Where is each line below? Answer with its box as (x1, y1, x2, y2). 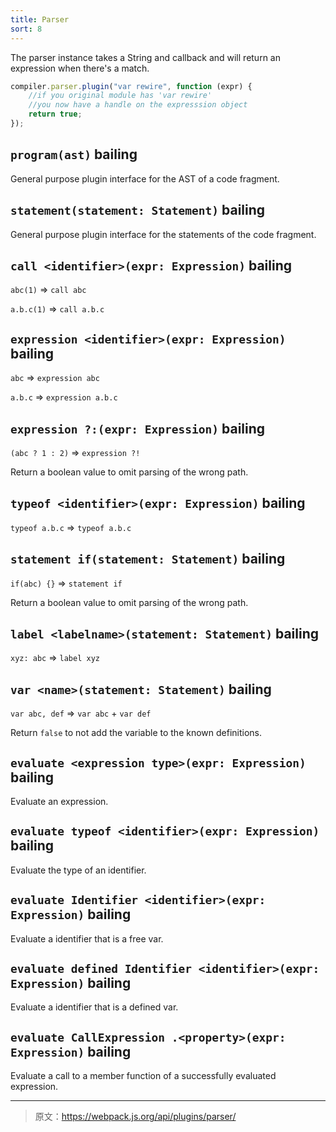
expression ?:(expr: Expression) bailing (10, 420, 266, 437)
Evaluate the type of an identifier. (10, 864, 147, 876)
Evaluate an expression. (10, 796, 109, 807)
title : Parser (10, 14, 70, 25)
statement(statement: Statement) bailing (10, 202, 266, 219)
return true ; (28, 109, 83, 120)
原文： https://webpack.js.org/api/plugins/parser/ (34, 1111, 237, 1123)
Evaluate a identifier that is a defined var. (10, 1001, 179, 1013)
